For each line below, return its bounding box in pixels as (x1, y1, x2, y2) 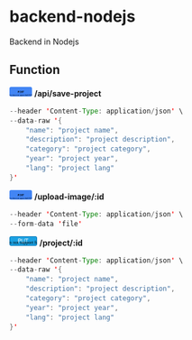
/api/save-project (34, 87, 102, 98)
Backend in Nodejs (9, 36, 79, 47)
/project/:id (39, 237, 83, 248)
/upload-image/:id (34, 191, 105, 202)
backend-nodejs (9, 6, 136, 27)
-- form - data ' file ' (9, 219, 83, 228)
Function (9, 62, 60, 78)
